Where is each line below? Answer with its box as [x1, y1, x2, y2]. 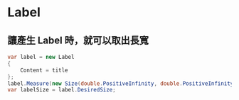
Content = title [20, 67, 69, 74]
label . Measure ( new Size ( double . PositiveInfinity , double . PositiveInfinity [7, 79, 234, 87]
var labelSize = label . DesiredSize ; [7, 87, 116, 94]
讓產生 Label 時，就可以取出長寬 [7, 34, 149, 46]
